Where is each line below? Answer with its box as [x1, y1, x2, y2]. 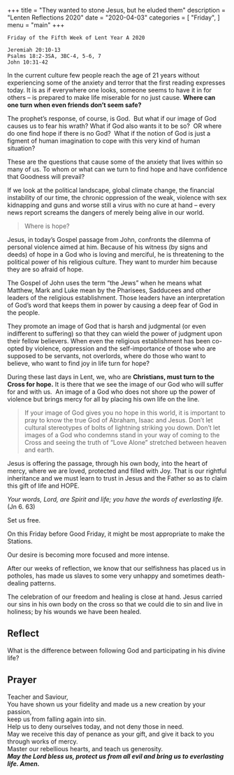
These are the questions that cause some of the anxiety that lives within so [7, 157, 224, 166]
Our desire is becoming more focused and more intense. [7, 550, 170, 559]
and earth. [24, 446, 54, 454]
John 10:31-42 [7, 59, 49, 66]
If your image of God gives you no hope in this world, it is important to [24, 408, 226, 417]
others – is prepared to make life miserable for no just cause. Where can [7, 94, 216, 101]
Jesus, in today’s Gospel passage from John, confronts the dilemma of [7, 236, 211, 243]
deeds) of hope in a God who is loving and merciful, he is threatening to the [7, 250, 225, 258]
